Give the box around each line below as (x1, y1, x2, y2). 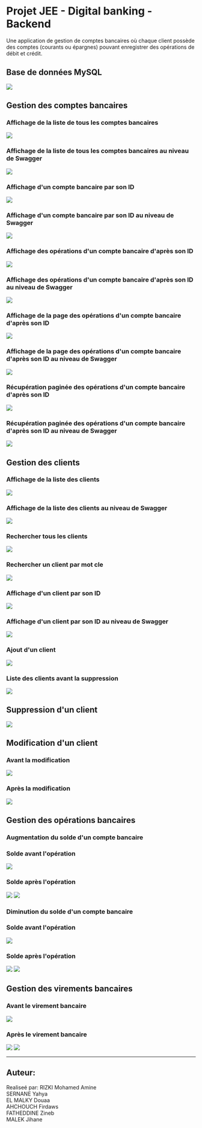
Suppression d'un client (6, 705, 98, 715)
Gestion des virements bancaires (6, 984, 133, 994)
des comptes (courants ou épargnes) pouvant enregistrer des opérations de (6, 43, 195, 51)
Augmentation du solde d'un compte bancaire (6, 833, 143, 842)
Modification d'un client (6, 738, 98, 748)
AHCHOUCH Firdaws (6, 1103, 59, 1110)
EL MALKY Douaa (6, 1096, 50, 1104)
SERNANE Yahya (6, 1090, 48, 1097)
